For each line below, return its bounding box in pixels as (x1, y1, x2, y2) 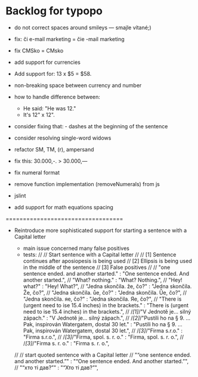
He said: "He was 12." (23, 104, 76, 112)
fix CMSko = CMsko (14, 47, 64, 54)
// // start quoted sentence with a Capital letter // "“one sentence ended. (14, 351, 191, 359)
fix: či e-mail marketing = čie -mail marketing (14, 35, 125, 42)
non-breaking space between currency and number (14, 82, 142, 89)
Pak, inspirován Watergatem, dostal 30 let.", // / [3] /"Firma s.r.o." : (23, 327, 183, 334)
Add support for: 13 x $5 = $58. (14, 70, 92, 77)
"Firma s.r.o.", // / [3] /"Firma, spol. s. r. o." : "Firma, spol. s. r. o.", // (23, 333, 184, 341)
